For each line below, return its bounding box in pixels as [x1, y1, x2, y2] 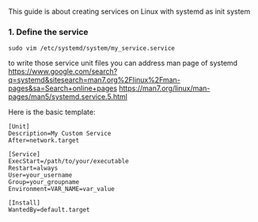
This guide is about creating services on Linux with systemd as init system [8, 7, 251, 16]
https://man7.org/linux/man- [118, 83, 211, 94]
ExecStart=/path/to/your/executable [8, 158, 129, 166]
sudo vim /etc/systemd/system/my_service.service [8, 44, 176, 52]
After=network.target [8, 136, 80, 145]
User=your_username [8, 171, 73, 179]
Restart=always [8, 164, 59, 173]
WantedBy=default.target [8, 206, 90, 214]
